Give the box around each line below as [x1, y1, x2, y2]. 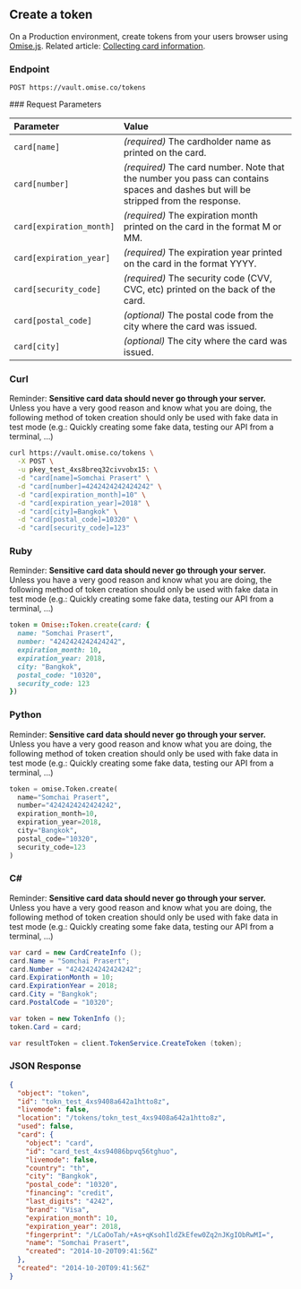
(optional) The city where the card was [124, 335, 288, 348]
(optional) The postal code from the [124, 309, 274, 322]
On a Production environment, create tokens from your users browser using [9, 30, 288, 41]
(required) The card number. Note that [124, 161, 285, 174]
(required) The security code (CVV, [124, 273, 273, 285]
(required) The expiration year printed [124, 247, 282, 259]
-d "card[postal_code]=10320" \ [17, 515, 139, 524]
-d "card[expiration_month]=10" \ [17, 490, 146, 499]
